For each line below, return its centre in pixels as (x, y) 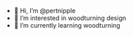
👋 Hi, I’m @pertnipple (45, 11)
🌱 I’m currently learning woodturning (67, 25)
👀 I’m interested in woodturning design (70, 18)
